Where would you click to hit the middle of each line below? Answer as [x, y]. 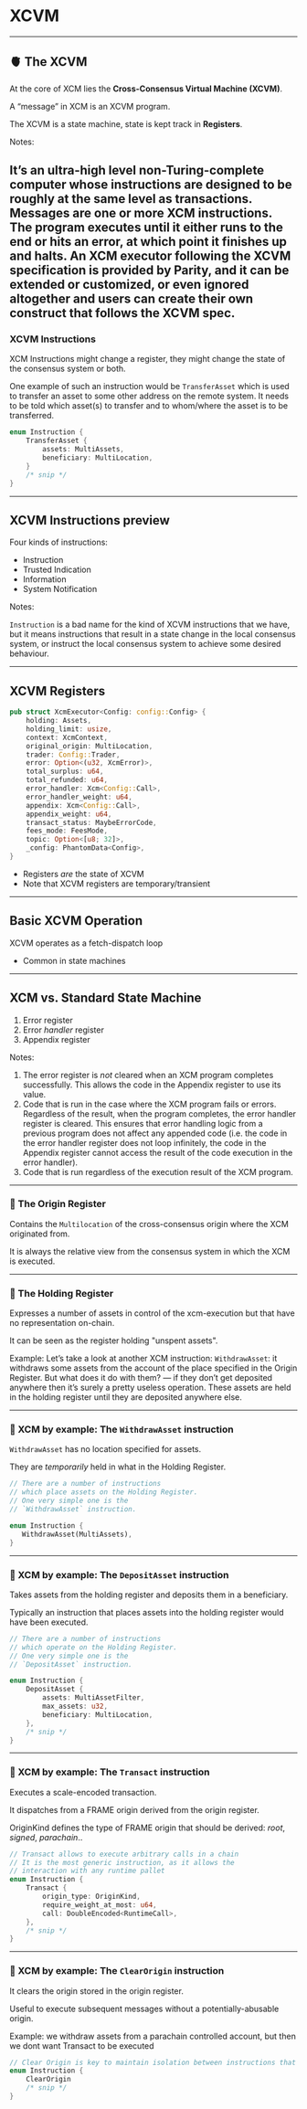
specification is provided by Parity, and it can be [149, 270]
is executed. [32, 1261]
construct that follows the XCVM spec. [122, 313]
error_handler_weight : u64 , [79, 797]
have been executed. [49, 1622]
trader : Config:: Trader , [73, 755]
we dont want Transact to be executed [82, 2045]
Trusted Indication [57, 570]
